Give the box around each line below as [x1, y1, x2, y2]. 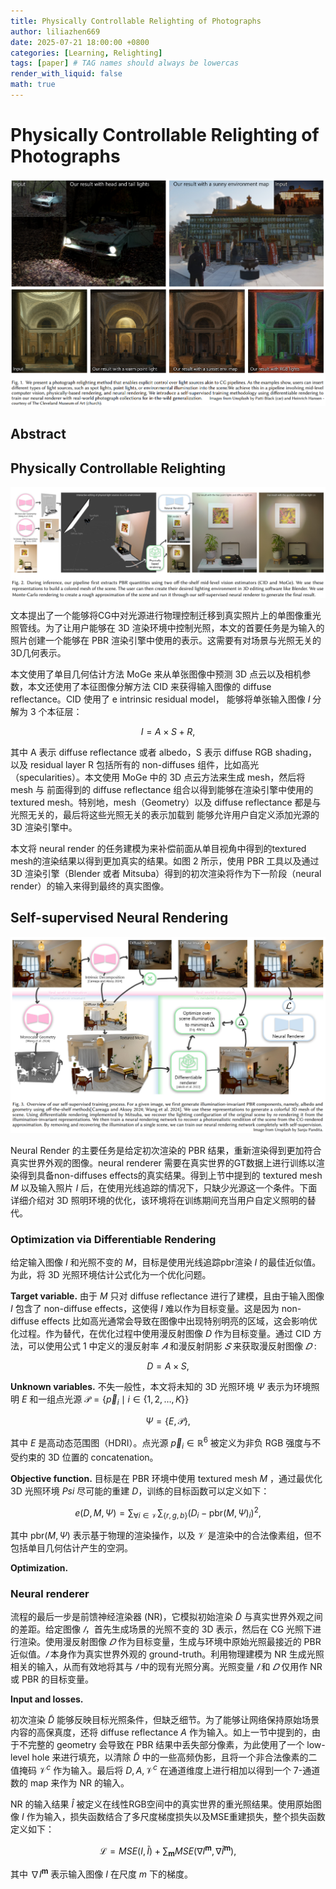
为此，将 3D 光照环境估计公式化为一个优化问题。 [10, 1269, 212, 1281]
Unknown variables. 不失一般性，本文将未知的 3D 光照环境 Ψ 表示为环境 [10, 1381, 312, 1393]
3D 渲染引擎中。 [10, 821, 78, 833]
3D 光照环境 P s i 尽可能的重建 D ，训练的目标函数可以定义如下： [10, 1485, 270, 1497]
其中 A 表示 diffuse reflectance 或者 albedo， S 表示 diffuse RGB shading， [10, 746, 318, 758]
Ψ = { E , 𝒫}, [145, 1415, 191, 1427]
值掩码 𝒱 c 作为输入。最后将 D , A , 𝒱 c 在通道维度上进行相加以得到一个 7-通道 [10, 1763, 321, 1777]
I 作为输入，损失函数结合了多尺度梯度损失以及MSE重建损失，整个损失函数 [21, 1811, 326, 1823]
